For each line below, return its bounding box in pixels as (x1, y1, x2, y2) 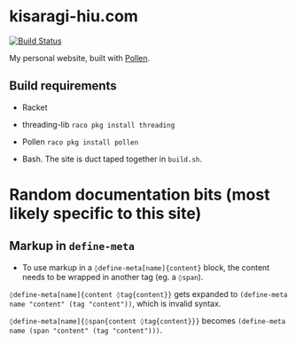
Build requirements (9, 78, 117, 94)
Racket (21, 102, 48, 113)
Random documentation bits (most (9, 184, 270, 205)
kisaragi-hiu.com (9, 6, 139, 27)
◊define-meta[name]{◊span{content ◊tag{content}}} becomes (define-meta (9, 315, 286, 325)
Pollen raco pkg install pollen (21, 136, 139, 147)
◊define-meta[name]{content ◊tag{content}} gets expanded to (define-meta (9, 288, 288, 299)
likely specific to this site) (9, 203, 202, 223)
